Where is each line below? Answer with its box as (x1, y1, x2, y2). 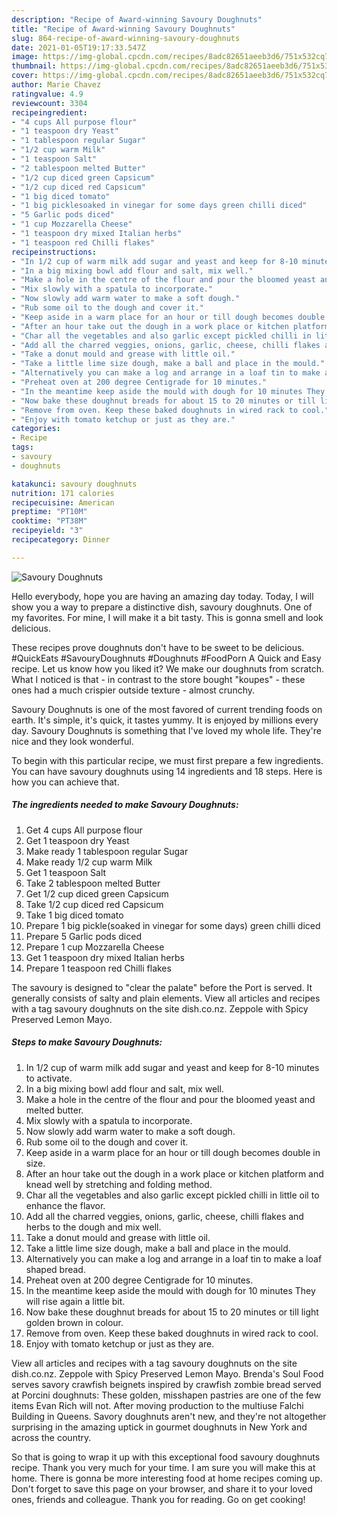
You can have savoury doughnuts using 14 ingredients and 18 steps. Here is (11, 765, 323, 777)
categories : (11, 424, 61, 434)
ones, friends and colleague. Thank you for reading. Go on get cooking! (11, 1493, 306, 1505)
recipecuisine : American (11, 497, 115, 508)
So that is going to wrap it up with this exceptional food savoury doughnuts (11, 1451, 321, 1463)
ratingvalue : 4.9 (11, 89, 84, 99)
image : (11, 52, 39, 62)
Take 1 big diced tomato (25, 909, 124, 921)
